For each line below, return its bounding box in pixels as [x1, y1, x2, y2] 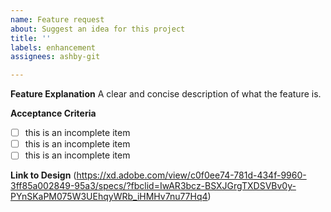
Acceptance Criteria [10, 107, 97, 120]
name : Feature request [10, 14, 105, 25]
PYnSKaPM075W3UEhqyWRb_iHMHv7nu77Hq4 [10, 191, 208, 203]
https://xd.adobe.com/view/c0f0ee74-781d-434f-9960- [76, 169, 307, 181]
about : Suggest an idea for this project [10, 24, 186, 34]
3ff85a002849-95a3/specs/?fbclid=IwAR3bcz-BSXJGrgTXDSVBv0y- [10, 180, 297, 192]
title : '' [10, 33, 52, 43]
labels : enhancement [10, 42, 97, 53]
